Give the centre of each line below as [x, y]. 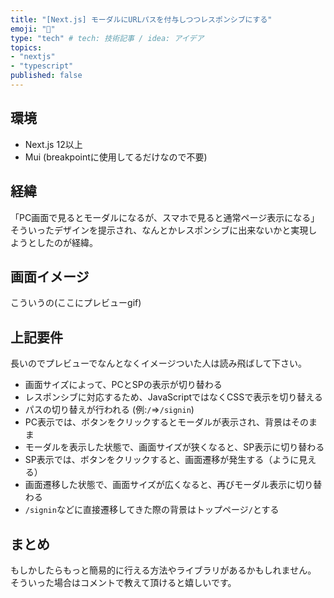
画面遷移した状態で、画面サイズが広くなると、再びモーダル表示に [160, 485]
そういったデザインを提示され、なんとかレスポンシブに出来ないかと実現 [159, 230]
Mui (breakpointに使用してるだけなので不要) [116, 157]
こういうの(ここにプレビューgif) [76, 303]
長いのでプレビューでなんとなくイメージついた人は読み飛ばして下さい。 [159, 363]
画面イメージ [50, 276]
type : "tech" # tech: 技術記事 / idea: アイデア [107, 38]
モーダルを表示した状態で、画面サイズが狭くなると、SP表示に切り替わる [174, 447]
